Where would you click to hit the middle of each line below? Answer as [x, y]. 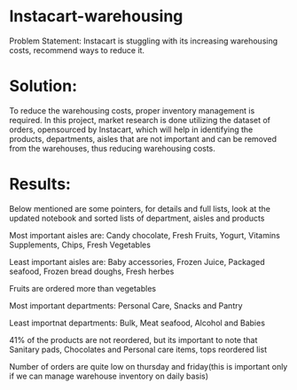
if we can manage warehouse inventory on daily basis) [109, 376]
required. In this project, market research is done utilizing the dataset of [140, 120]
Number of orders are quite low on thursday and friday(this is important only [148, 366]
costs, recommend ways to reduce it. [77, 50]
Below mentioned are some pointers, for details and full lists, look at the [140, 208]
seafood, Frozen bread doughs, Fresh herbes [92, 271]
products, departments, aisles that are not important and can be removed [143, 138]
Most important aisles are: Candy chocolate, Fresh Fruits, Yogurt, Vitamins [145, 235]
